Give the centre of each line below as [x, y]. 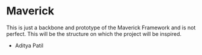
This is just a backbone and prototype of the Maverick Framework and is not [101, 27]
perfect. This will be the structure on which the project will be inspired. [94, 33]
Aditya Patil [29, 45]
